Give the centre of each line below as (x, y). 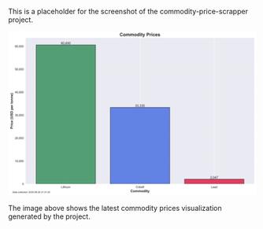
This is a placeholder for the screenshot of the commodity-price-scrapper (128, 11)
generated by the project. (49, 216)
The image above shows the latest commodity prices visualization (115, 208)
